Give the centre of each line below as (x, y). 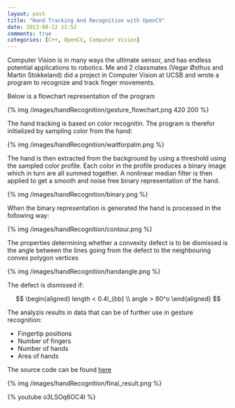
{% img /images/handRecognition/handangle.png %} (84, 271)
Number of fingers (44, 341)
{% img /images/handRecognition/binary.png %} (78, 194)
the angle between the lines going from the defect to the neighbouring (109, 250)
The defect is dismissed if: (46, 285)
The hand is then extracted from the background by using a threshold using (117, 159)
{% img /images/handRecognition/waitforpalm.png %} (86, 144)
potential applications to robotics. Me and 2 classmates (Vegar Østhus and (115, 68)
